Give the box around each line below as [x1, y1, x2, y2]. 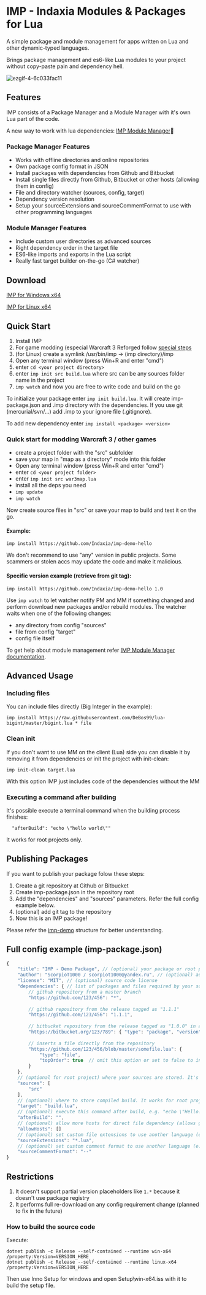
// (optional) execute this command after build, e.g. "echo [17, 1109, 177, 1115]
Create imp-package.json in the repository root [15, 888, 134, 895]
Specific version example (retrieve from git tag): [6, 572, 132, 579]
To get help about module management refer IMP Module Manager [6, 646, 175, 654]
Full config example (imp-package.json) [6, 944, 162, 955]
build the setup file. [6, 1281, 55, 1289]
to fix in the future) [15, 1207, 63, 1215]
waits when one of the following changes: [6, 609, 112, 617]
